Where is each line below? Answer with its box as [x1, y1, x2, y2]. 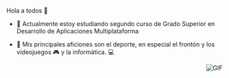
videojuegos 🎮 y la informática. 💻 [16, 48, 114, 56]
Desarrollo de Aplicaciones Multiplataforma [16, 27, 139, 35]
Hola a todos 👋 [6, 7, 49, 14]
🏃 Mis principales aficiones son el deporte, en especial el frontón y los [16, 40, 215, 48]
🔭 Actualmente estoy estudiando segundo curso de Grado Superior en [16, 20, 215, 27]
